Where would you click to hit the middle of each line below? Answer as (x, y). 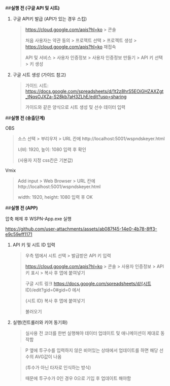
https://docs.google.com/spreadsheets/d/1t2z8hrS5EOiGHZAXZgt (94, 91)
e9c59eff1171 (19, 234)
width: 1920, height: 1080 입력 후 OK (55, 197)
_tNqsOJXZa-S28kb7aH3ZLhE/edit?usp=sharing (76, 97)
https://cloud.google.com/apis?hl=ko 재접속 (71, 47)
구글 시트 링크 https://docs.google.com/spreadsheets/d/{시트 (88, 284)
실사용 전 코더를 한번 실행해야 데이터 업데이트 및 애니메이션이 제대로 (92, 333)
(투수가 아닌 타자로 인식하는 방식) (58, 367)
